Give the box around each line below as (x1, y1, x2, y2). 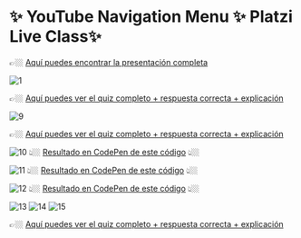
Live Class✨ (9, 26, 102, 47)
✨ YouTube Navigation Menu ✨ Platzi (9, 6, 293, 27)
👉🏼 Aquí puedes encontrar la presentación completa (9, 56, 209, 67)
